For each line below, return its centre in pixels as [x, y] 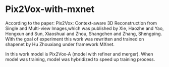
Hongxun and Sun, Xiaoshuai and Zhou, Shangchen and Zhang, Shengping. [84, 33]
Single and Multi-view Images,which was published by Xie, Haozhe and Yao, [84, 28]
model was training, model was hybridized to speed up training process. [80, 59]
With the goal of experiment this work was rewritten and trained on [75, 39]
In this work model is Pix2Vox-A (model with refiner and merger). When [79, 54]
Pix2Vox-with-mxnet [50, 9]
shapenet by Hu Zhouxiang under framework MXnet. [60, 44]
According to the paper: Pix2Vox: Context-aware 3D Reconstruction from [81, 23]
